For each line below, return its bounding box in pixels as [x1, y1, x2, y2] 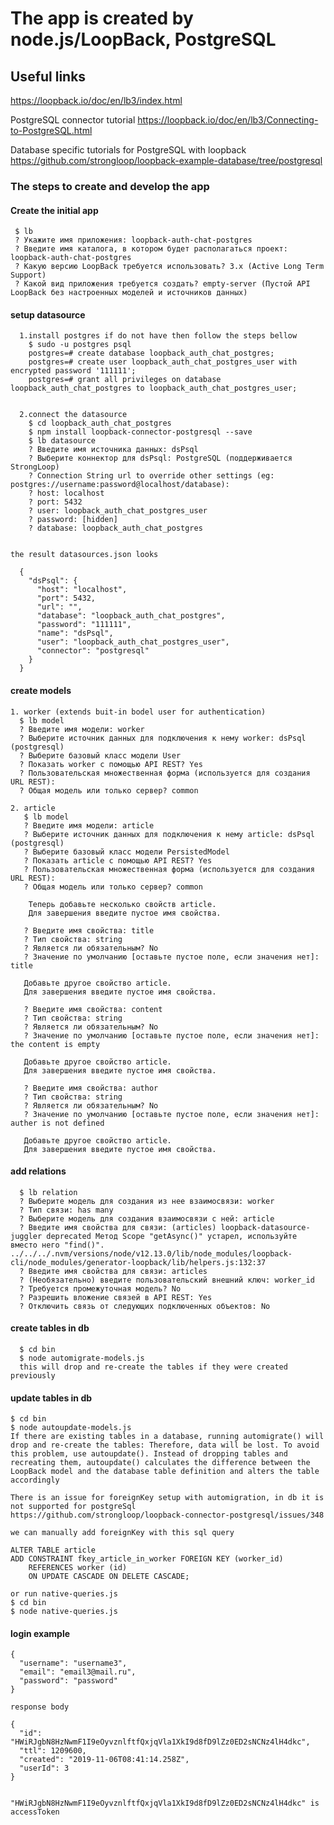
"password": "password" [19, 1676, 118, 1686]
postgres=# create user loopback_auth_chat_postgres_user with [28, 357, 298, 367]
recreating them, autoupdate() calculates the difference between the [10, 1458, 311, 1468]
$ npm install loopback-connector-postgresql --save [28, 427, 253, 437]
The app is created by [10, 7, 194, 30]
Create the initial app [10, 204, 99, 216]
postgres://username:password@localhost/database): [10, 480, 230, 490]
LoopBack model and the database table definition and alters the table [10, 1467, 320, 1477]
